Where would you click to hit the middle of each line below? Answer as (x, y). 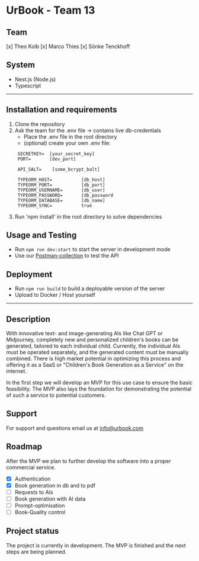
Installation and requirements (62, 110)
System (21, 65)
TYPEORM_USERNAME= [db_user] (61, 190)
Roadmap (24, 447)
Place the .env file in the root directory (70, 136)
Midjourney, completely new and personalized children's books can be (92, 340)
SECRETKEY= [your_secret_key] (56, 154)
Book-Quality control (40, 512)
